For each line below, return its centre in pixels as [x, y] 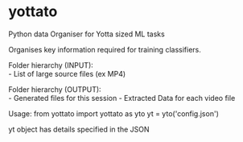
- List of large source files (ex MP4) [67, 73]
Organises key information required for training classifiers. [105, 49]
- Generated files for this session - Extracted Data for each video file [122, 98]
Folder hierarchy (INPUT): [51, 65]
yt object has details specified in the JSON [79, 129]
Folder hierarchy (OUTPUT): [55, 89]
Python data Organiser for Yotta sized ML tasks [86, 34]
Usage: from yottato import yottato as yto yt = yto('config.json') [113, 113]
